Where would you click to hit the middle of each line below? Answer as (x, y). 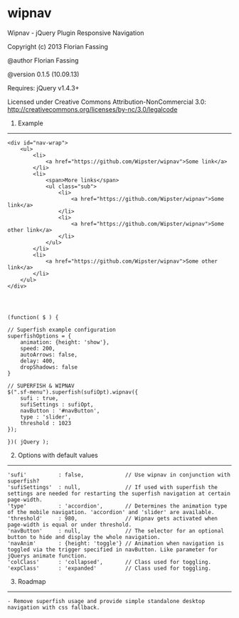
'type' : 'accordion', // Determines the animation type (117, 506)
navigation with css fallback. (54, 607)
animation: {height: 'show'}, (65, 342)
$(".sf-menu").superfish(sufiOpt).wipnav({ (73, 392)
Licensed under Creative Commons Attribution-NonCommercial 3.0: (107, 102)
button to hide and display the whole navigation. (84, 537)
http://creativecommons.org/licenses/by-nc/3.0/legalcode (92, 109)
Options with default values (58, 455)
